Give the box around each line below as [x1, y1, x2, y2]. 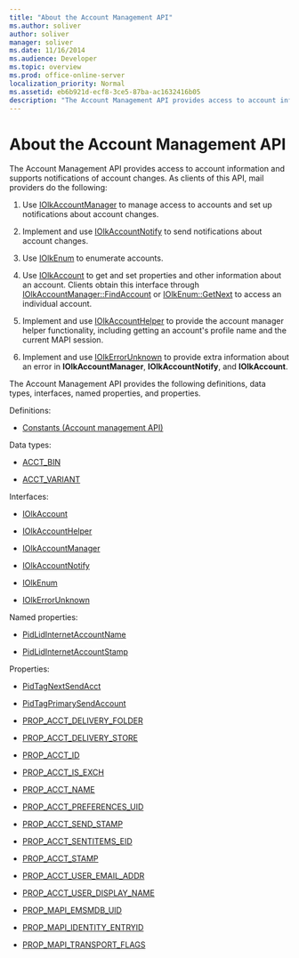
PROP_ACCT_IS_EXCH [21, 767, 105, 778]
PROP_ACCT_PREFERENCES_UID [21, 801, 144, 812]
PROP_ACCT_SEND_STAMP [21, 819, 123, 830]
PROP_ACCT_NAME [21, 785, 95, 795]
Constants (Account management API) [21, 423, 164, 433]
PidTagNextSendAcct [21, 681, 101, 692]
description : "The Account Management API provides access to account [9, 95, 277, 105]
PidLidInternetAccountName [21, 629, 126, 640]
